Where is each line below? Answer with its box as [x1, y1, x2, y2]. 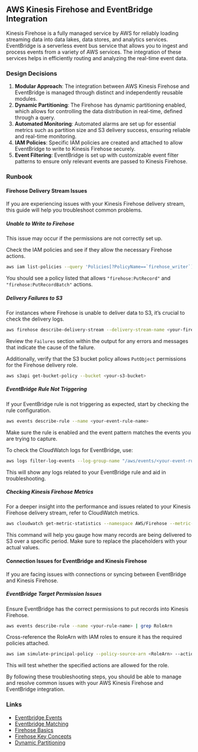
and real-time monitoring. [14, 133, 77, 140]
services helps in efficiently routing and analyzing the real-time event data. [6, 54, 188, 61]
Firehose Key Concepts [14, 733, 72, 740]
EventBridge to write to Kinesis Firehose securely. [14, 146, 136, 153]
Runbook [6, 173, 32, 181]
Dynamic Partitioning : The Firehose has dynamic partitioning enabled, [14, 101, 187, 108]
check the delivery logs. [6, 315, 65, 323]
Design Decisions [6, 69, 58, 77]
